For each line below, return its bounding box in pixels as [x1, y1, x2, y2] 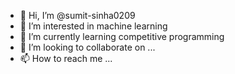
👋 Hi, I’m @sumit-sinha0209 [19, 10, 136, 21]
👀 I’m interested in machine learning [19, 20, 168, 32]
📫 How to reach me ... [19, 53, 113, 64]
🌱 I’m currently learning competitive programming [19, 31, 225, 42]
